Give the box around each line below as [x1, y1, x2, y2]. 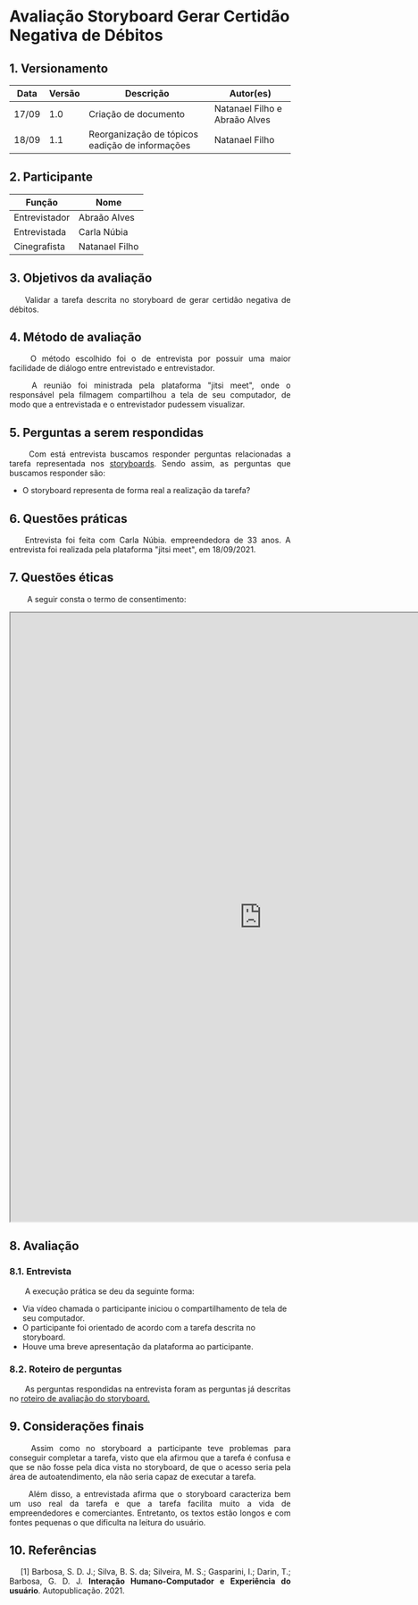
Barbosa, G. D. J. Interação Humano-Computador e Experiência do [9, 1576, 291, 1587]
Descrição [124, 88, 170, 99]
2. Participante [9, 170, 94, 185]
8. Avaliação [9, 1239, 79, 1254]
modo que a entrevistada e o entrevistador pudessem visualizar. [9, 399, 246, 410]
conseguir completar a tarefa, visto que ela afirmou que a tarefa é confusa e [9, 1452, 291, 1463]
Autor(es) [229, 88, 272, 99]
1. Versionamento [9, 61, 109, 76]
